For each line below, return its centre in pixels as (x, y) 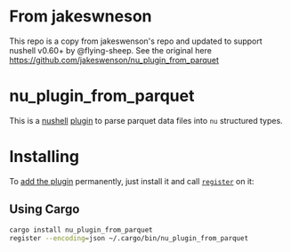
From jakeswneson (81, 16)
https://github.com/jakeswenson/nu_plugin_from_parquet (114, 60)
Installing (44, 157)
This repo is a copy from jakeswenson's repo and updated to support (136, 41)
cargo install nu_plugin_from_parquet (81, 230)
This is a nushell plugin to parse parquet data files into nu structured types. (146, 120)
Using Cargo (44, 210)
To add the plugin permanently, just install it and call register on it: (132, 181)
